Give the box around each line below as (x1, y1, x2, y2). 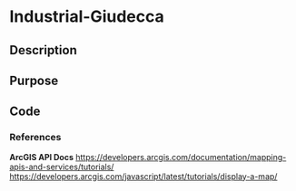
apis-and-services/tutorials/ (9, 161, 114, 172)
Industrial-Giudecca (9, 6, 165, 27)
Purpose (9, 72, 59, 88)
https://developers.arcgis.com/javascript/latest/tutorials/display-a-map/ (9, 170, 278, 182)
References (9, 131, 62, 144)
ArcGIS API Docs (9, 151, 74, 162)
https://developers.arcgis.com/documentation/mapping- (75, 151, 287, 162)
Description (9, 43, 77, 58)
